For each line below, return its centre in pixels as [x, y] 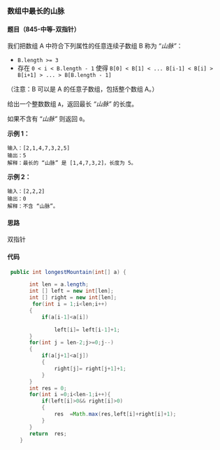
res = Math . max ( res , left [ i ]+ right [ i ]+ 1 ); [115, 414]
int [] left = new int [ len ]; [71, 291]
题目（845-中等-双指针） [44, 29]
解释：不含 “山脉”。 [33, 206]
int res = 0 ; [48, 388]
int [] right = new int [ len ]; [73, 298]
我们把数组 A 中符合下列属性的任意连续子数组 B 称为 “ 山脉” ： [95, 46]
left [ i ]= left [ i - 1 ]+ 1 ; [87, 330]
